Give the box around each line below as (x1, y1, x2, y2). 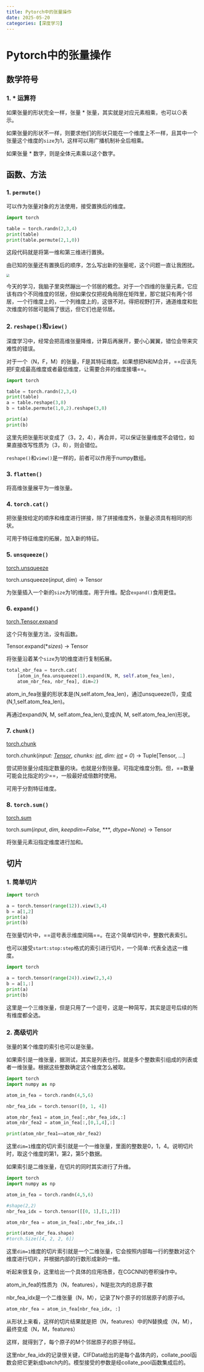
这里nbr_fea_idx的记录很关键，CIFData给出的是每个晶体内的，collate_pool (6, 1351, 192, 1358)
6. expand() (6, 604, 39, 612)
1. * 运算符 (6, 94, 36, 102)
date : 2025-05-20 (6, 15, 50, 21)
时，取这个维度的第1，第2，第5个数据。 (6, 1150, 106, 1158)
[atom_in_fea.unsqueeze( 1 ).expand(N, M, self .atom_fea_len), (17, 672, 175, 679)
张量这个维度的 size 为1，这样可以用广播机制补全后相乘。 (6, 137, 148, 145)
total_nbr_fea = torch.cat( (6, 667, 78, 674)
